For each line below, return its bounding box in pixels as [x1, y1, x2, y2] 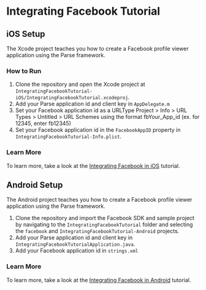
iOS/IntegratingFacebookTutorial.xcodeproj [15, 95, 129, 101]
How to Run [6, 66, 42, 75]
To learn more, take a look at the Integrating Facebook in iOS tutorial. [6, 162, 180, 169]
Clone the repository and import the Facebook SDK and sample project [15, 215, 195, 222]
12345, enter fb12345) [15, 120, 72, 127]
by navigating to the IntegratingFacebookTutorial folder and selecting [15, 221, 193, 228]
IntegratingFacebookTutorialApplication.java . [15, 240, 135, 248]
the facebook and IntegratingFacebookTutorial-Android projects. [15, 227, 180, 235]
